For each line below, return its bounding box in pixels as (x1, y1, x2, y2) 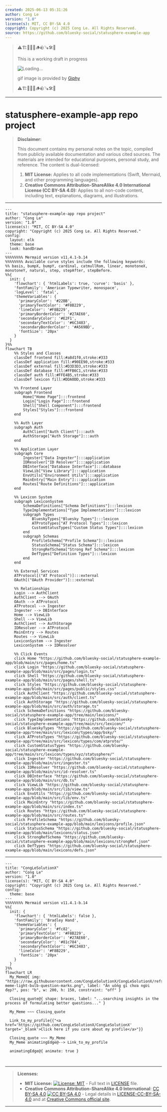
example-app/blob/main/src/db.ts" (5, 778, 77, 783)
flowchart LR (5, 970, 32, 975)
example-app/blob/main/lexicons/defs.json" (5, 847, 97, 852)
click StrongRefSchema (14, 834, 61, 839)
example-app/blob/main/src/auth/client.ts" (5, 695, 97, 700)
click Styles (14, 682, 41, 687)
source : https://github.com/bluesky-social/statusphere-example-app (5, 30, 150, 35)
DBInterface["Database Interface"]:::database (23, 464, 121, 469)
